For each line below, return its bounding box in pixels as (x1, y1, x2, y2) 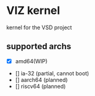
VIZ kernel (6, 4, 60, 18)
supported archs (6, 41, 72, 52)
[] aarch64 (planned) (15, 76, 68, 83)
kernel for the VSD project (6, 24, 72, 31)
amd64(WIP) (15, 57, 48, 64)
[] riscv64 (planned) (15, 83, 66, 90)
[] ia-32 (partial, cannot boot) (15, 69, 89, 77)
